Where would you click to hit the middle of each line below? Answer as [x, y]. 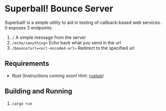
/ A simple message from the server [49, 37]
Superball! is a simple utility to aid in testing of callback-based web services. [83, 22]
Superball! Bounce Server [59, 9]
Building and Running [39, 91]
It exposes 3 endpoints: [29, 27]
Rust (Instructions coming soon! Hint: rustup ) [58, 76]
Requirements [27, 63]
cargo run [22, 104]
